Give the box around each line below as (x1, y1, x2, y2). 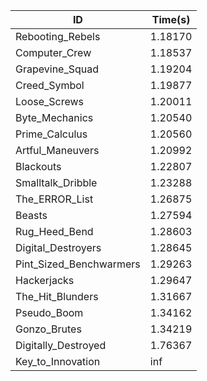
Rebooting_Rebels (15, 30, 101, 43)
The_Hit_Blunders (15, 290, 99, 303)
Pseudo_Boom (15, 306, 84, 319)
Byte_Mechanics (15, 111, 94, 124)
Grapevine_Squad (15, 62, 100, 76)
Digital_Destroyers (15, 241, 102, 254)
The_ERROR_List (15, 192, 94, 206)
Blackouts (15, 160, 62, 173)
